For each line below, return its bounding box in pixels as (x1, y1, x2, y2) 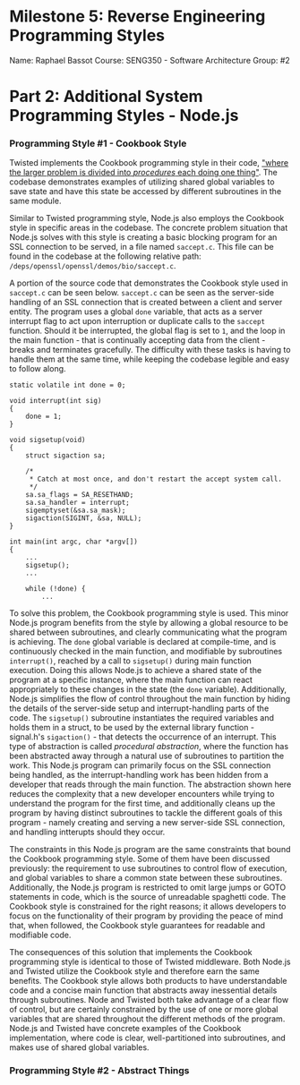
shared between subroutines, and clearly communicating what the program (9, 627, 287, 637)
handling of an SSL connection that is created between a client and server (9, 297, 283, 308)
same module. (9, 195, 62, 207)
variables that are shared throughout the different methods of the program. (9, 1013, 286, 1024)
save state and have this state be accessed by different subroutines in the (9, 186, 282, 197)
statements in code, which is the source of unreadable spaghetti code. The (9, 892, 287, 902)
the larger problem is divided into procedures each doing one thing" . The (9, 167, 278, 178)
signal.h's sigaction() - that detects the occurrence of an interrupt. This (9, 731, 277, 742)
